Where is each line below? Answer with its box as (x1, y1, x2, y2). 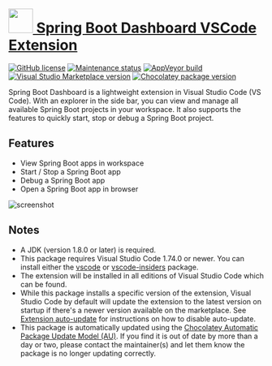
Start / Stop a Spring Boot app (19, 166, 122, 176)
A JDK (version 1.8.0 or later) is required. (19, 244, 157, 255)
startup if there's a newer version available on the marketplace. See (19, 305, 247, 315)
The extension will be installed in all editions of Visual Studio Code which (19, 270, 265, 280)
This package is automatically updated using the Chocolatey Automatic (19, 322, 258, 332)
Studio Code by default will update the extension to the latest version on (19, 296, 262, 306)
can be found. (19, 279, 67, 289)
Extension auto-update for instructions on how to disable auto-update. (19, 313, 256, 324)
